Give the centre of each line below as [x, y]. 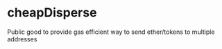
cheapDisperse [52, 13]
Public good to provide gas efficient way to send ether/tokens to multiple [111, 32]
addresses [22, 39]
